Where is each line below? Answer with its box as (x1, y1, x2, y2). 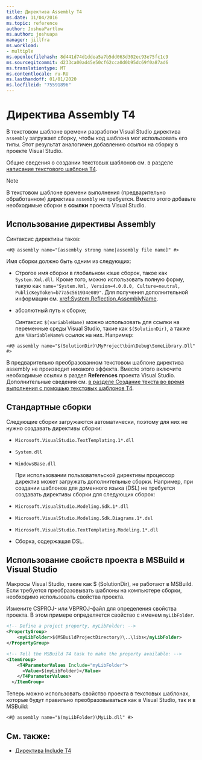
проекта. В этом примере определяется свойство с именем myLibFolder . (6, 611, 195, 619)
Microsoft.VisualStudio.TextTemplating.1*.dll (14, 437, 134, 443)
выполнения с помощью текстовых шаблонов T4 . (6, 385, 134, 392)
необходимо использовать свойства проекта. (6, 593, 125, 600)
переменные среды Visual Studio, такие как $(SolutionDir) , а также (14, 325, 190, 332)
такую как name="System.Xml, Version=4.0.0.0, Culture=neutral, (14, 282, 181, 289)
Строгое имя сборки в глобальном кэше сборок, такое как (14, 269, 168, 276)
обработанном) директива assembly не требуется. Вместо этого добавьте (6, 195, 196, 203)
